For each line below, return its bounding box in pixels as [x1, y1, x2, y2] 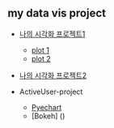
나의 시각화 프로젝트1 [19, 28, 86, 39]
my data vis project [7, 6, 107, 20]
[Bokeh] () [31, 111, 65, 121]
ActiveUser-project [19, 87, 83, 96]
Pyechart [31, 102, 62, 112]
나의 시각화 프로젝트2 [19, 70, 87, 80]
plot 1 [31, 45, 50, 55]
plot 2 [31, 53, 52, 63]
